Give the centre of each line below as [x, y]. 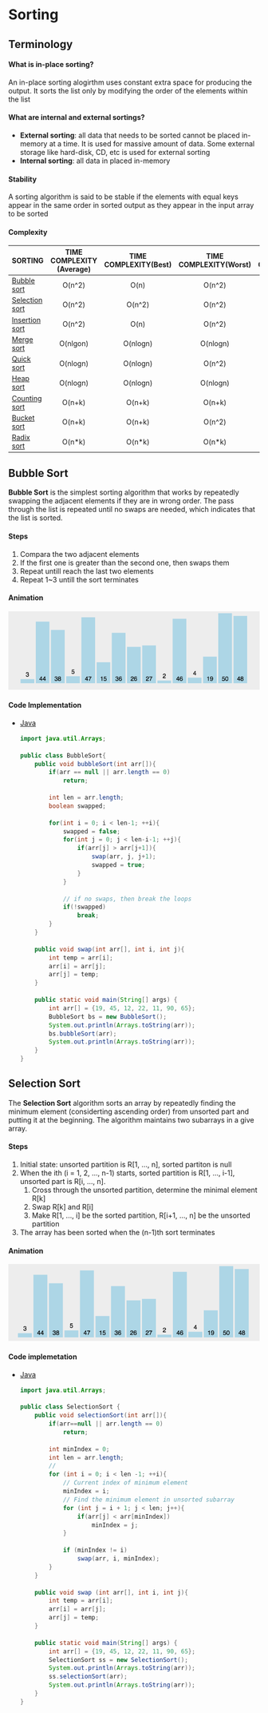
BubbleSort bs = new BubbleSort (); [108, 1016]
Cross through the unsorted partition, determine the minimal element [144, 1190]
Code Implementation [45, 705]
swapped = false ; [92, 831]
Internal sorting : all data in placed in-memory [95, 161]
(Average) [74, 268]
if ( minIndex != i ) [95, 1550]
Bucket [23, 418]
